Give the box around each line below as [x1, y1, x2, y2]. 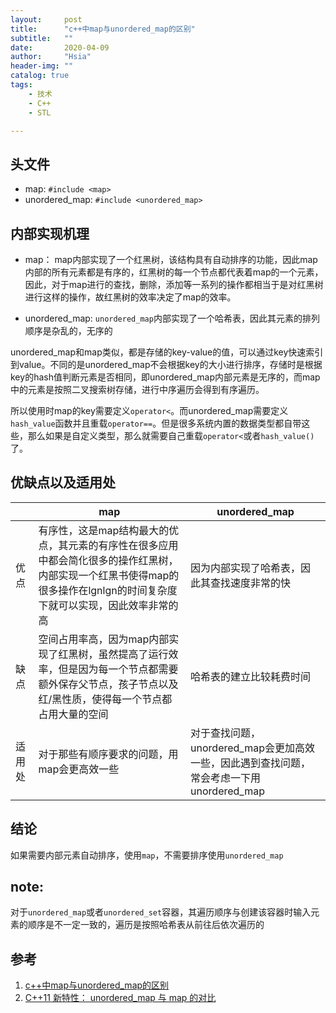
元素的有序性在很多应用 [68, 538, 179, 552]
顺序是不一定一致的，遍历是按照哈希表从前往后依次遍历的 [27, 919, 265, 931]
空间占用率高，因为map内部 [38, 632, 170, 646]
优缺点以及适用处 [10, 474, 116, 491]
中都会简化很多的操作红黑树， [38, 553, 179, 567]
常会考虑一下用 [190, 771, 262, 785]
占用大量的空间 [38, 707, 109, 721]
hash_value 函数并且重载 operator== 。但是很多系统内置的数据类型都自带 [10, 417, 302, 429]
